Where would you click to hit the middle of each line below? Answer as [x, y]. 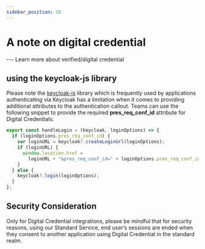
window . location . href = [53, 153]
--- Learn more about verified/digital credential [65, 59]
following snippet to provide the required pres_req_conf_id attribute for [96, 113]
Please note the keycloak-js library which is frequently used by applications [101, 93]
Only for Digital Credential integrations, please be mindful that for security [99, 221]
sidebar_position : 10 [34, 12]
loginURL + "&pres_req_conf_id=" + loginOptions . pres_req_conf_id [114, 159]
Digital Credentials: [30, 119]
